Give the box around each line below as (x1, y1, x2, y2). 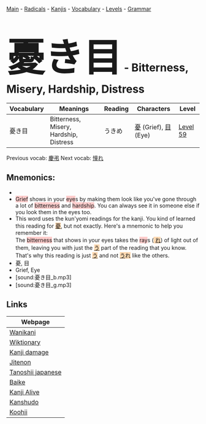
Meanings (59, 104, 89, 113)
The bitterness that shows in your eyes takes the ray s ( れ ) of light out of (15, 236, 198, 244)
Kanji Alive (9, 388, 40, 396)
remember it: (15, 229, 48, 236)
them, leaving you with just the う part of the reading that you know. (15, 244, 187, 251)
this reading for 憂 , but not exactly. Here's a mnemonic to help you (15, 222, 183, 229)
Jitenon (9, 358, 31, 366)
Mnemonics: (6, 172, 56, 183)
